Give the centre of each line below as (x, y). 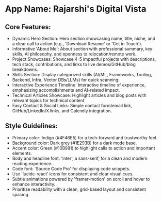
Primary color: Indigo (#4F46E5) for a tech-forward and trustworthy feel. (85, 137)
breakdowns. (25, 69)
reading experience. (32, 163)
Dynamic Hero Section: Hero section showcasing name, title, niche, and (84, 38)
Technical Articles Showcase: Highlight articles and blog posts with (79, 95)
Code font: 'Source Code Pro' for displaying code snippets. (71, 168)
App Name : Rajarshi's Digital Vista (76, 9)
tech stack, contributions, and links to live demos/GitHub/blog (74, 64)
